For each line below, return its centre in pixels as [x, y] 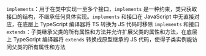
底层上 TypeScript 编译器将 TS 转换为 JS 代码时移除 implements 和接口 [111, 24]
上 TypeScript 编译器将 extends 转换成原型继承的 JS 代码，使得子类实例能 [99, 39]
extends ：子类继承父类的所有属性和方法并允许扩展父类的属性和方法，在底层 [102, 32]
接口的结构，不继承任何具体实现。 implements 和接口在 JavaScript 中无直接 [100, 16]
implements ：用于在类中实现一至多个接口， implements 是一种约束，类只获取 [102, 9]
